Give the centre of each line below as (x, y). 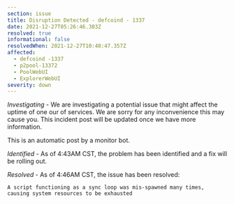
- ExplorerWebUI (37, 78)
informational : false (39, 40)
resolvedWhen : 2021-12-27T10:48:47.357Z (67, 46)
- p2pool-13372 (36, 65)
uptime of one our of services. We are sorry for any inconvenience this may (116, 112)
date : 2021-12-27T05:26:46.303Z (54, 26)
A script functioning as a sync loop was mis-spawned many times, (106, 188)
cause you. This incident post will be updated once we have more (102, 120)
